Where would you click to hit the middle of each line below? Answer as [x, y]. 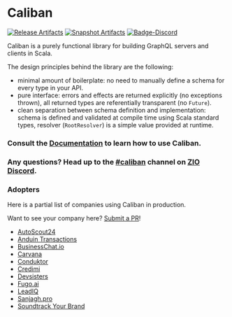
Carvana [30, 254]
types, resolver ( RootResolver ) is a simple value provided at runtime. [116, 125]
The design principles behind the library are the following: [90, 66]
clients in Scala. [30, 53]
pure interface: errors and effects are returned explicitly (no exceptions [119, 95]
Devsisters [33, 276]
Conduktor [33, 262]
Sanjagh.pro [35, 299]
